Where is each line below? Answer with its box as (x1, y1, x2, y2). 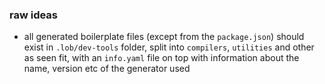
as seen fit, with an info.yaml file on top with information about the (23, 52, 300, 64)
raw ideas (9, 8, 59, 22)
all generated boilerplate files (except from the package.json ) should (23, 31, 305, 43)
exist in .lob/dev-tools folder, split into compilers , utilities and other (23, 41, 315, 53)
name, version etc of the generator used (23, 63, 191, 75)
